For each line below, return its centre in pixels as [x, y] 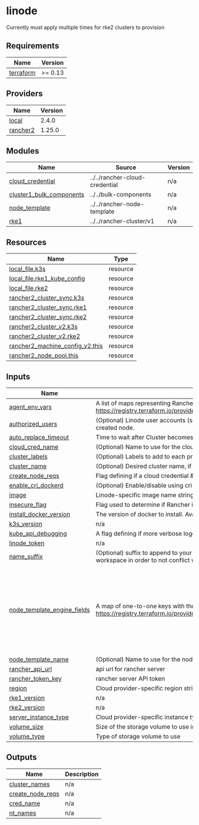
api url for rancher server [131, 669]
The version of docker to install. [139, 514]
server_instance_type [39, 717]
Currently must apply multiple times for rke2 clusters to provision [85, 27]
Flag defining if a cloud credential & [145, 476]
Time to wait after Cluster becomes [145, 437]
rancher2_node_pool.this [44, 355]
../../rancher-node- [117, 204]
